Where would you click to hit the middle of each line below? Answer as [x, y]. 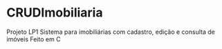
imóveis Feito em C [34, 39]
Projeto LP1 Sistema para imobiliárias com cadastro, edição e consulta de [111, 32]
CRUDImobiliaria [55, 13]
